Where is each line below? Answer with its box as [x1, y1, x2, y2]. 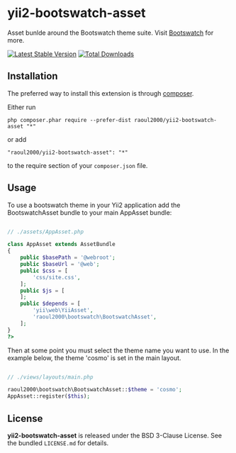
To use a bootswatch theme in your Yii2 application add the [7, 201, 181, 209]
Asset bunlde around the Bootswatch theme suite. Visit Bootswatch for [7, 28, 214, 37]
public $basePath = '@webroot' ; [20, 254, 116, 262]
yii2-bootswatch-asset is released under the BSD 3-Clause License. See [7, 431, 223, 440]
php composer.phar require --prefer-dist [7, 116, 132, 123]
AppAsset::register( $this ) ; [7, 393, 91, 400]
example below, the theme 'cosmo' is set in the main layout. [7, 353, 182, 362]
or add [7, 135, 27, 143]
